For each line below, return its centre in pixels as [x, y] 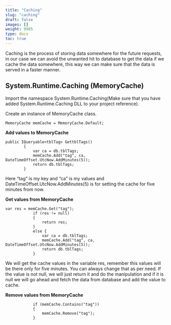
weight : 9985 [19, 29]
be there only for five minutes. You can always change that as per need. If [83, 269]
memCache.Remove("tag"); [68, 313]
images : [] [17, 24]
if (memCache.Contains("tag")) [66, 304]
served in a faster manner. [33, 69]
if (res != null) [51, 213]
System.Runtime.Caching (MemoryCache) [75, 86]
